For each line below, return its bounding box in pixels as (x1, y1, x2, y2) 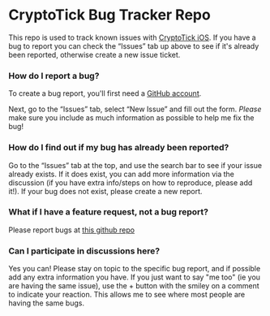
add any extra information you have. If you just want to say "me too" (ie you (8, 272, 261, 282)
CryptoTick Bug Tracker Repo (8, 6, 211, 24)
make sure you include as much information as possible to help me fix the (8, 113, 255, 123)
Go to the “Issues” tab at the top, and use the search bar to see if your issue (8, 160, 262, 170)
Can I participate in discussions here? (8, 245, 161, 257)
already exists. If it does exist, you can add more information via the (8, 169, 235, 179)
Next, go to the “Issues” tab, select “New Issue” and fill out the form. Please (8, 104, 262, 115)
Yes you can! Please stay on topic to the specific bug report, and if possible (8, 264, 261, 274)
